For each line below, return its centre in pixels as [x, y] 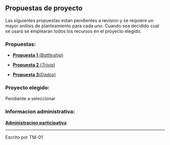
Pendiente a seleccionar [30, 99]
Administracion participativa [36, 122]
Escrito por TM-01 [24, 137]
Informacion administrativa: [40, 112]
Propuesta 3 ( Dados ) [34, 75]
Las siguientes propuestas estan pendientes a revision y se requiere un [79, 20]
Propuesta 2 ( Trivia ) [34, 65]
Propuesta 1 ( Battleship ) [38, 55]
